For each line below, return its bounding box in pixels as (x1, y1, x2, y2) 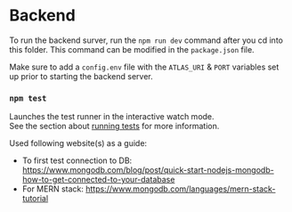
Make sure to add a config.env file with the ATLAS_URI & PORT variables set (9, 61, 280, 72)
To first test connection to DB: (21, 155, 133, 166)
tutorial (21, 193, 49, 204)
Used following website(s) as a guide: (9, 138, 148, 149)
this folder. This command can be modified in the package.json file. (9, 44, 255, 54)
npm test (9, 93, 47, 103)
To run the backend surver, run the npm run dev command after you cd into (9, 35, 283, 45)
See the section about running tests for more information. (9, 121, 220, 132)
